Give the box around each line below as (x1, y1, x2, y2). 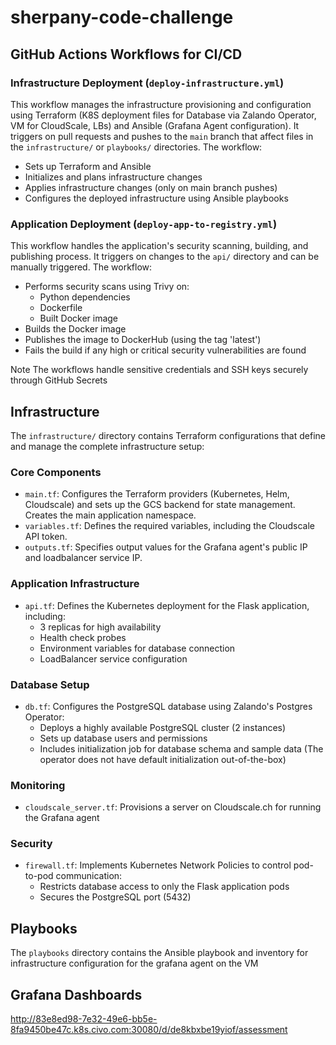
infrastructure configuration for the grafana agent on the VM (10, 957, 259, 970)
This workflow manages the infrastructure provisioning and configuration (10, 98, 312, 110)
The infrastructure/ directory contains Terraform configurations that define (10, 429, 326, 441)
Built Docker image (39, 312, 119, 325)
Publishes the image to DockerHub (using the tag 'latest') (24, 334, 262, 346)
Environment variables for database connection (39, 642, 236, 654)
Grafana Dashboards (10, 986, 143, 1003)
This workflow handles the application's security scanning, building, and (10, 240, 309, 252)
